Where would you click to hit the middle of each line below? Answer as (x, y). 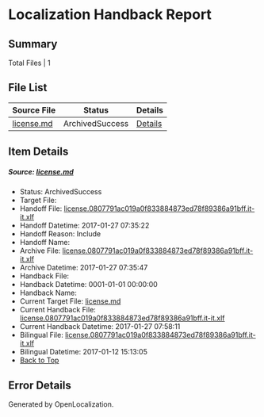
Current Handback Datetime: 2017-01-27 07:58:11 (100, 327)
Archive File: (40, 251)
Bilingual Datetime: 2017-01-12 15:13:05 (84, 352)
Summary (33, 44)
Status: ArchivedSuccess (61, 192)
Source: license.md (41, 171)
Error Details (40, 385)
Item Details (38, 152)
